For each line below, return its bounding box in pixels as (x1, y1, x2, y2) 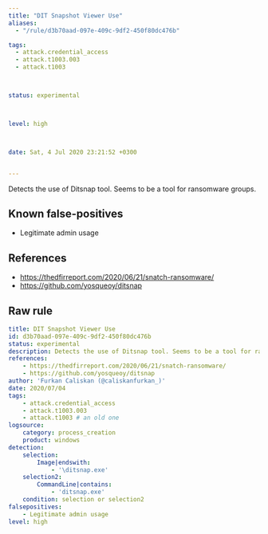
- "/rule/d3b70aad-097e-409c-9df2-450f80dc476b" (15, 26, 180, 34)
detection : (8, 443, 45, 451)
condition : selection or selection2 (22, 496, 145, 504)
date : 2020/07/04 (8, 384, 66, 392)
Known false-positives (8, 206, 124, 220)
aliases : (8, 19, 37, 27)
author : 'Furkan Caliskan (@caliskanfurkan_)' (8, 377, 166, 385)
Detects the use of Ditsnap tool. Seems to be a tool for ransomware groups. (8, 184, 257, 194)
